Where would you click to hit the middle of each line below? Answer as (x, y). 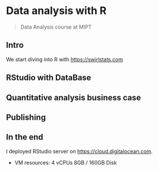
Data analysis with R (56, 11)
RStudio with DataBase (49, 78)
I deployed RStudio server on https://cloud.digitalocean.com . (80, 151)
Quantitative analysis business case (74, 97)
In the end (25, 137)
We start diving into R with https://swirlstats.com (65, 59)
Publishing (26, 117)
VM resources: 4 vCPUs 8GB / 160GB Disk (66, 162)
